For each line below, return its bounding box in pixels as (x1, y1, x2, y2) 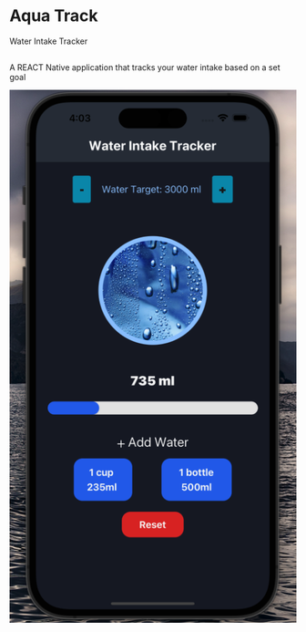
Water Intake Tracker (9, 36, 88, 47)
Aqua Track (9, 5, 98, 26)
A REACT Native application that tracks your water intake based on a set (9, 62, 280, 73)
